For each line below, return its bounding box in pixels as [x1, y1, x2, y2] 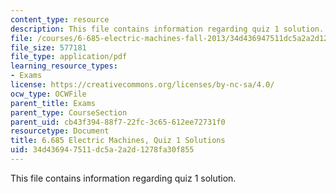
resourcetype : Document [10, 126, 110, 136]
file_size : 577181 [10, 42, 87, 53]
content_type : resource [10, 14, 110, 25]
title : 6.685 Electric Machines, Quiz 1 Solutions [10, 136, 226, 146]
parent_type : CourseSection [10, 107, 128, 118]
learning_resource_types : [10, 61, 118, 71]
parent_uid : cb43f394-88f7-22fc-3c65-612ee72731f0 [10, 117, 226, 127]
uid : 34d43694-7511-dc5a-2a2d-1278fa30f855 [10, 145, 195, 155]
